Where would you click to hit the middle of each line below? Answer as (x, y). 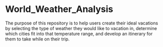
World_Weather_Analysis (59, 9)
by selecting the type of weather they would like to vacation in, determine (81, 28)
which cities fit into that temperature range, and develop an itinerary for (79, 33)
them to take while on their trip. (37, 39)
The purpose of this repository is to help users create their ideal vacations (82, 23)
